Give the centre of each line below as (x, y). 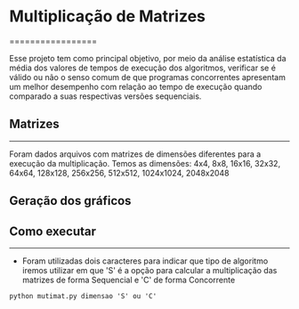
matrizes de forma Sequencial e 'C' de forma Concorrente (129, 280)
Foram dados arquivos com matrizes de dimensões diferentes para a (135, 154)
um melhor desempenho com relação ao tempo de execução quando (136, 86)
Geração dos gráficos (70, 201)
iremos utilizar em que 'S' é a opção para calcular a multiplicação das (149, 270)
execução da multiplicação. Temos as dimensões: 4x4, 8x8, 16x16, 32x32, (145, 163)
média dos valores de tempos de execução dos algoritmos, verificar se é (142, 68)
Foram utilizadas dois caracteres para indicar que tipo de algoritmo (145, 261)
